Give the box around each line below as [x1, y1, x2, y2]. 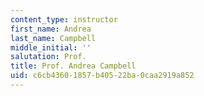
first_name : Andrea [10, 24, 92, 34]
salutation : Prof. [10, 52, 87, 62]
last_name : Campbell [10, 33, 97, 43]
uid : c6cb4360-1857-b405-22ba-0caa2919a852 [10, 71, 195, 81]
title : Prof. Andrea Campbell [10, 61, 137, 71]
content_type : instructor [10, 14, 118, 25]
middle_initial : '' [10, 42, 92, 53]
